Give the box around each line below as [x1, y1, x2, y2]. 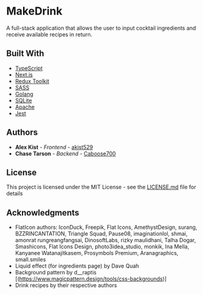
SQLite [15, 97, 32, 104]
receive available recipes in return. [6, 30, 93, 38]
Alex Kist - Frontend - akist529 [15, 143, 93, 151]
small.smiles [15, 256, 47, 263]
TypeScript [15, 64, 43, 72]
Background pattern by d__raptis [15, 269, 97, 276]
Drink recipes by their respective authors [15, 282, 118, 289]
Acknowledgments [6, 208, 80, 218]
